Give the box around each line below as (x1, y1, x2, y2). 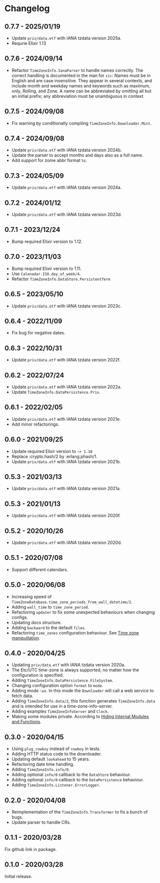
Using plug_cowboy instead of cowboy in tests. (11, 746, 101, 752)
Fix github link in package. (4, 846, 57, 852)
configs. (11, 614, 29, 620)
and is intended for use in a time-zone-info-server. (11, 703, 113, 709)
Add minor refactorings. (11, 421, 60, 427)
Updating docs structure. (11, 619, 62, 625)
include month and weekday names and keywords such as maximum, (11, 83, 151, 89)
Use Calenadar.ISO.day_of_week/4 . (11, 270, 81, 276)
